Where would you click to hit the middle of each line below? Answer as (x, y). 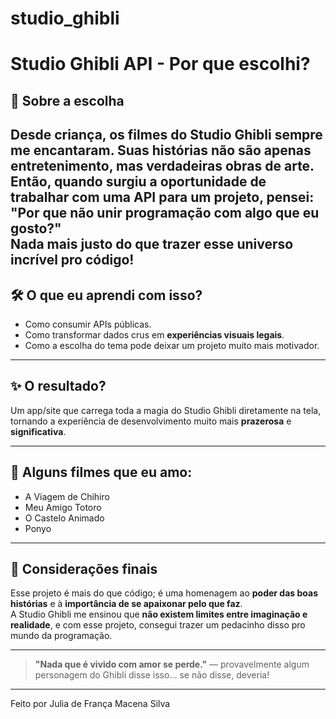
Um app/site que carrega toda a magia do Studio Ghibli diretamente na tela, (166, 410)
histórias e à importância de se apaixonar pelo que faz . (126, 604)
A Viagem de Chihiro (67, 496)
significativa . (38, 431)
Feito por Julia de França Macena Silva (90, 704)
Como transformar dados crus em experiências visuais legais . (154, 334)
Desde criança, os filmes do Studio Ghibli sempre (166, 135)
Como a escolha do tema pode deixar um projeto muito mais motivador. (172, 345)
